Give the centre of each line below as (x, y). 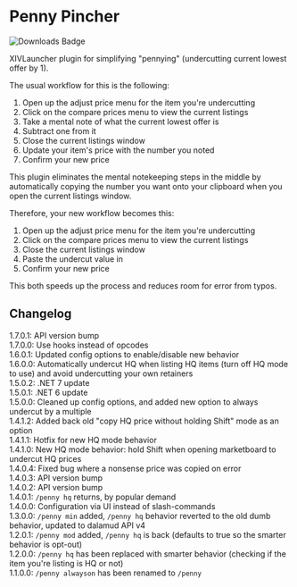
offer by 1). (29, 68)
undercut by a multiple (50, 411)
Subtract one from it (59, 130)
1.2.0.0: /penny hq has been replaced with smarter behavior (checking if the (148, 553)
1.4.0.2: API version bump (56, 487)
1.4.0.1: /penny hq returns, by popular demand (93, 497)
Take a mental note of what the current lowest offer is (120, 122)
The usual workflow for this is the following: (89, 85)
